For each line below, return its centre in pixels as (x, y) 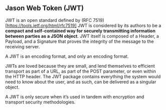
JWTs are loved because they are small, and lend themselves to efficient (80, 66)
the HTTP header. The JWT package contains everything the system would (83, 76)
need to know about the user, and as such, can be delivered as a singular (81, 82)
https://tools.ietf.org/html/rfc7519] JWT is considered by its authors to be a (84, 25)
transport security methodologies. (40, 102)
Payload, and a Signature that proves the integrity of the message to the (79, 41)
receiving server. (23, 46)
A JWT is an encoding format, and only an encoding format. (67, 56)
